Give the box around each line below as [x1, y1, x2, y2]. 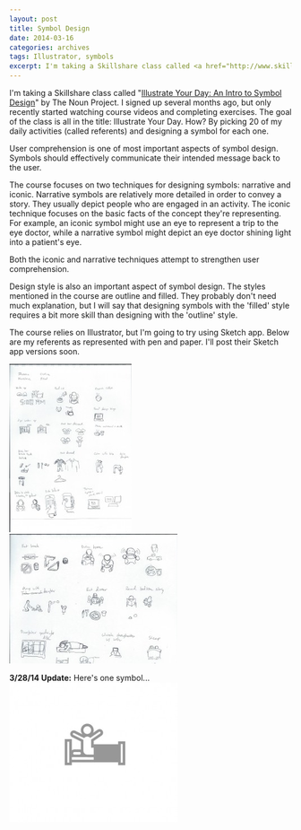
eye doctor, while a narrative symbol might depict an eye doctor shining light [9, 227, 292, 238]
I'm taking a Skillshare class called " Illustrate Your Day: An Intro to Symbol [9, 88, 282, 98]
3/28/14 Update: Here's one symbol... [9, 673, 150, 683]
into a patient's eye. [9, 237, 82, 247]
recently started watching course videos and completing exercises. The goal [9, 107, 292, 117]
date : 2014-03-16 [9, 33, 74, 42]
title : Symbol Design [9, 23, 90, 33]
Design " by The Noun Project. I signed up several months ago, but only [9, 97, 271, 108]
